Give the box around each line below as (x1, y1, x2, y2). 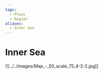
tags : (5, 7, 16, 12)
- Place (9, 12, 26, 17)
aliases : (5, 21, 23, 26)
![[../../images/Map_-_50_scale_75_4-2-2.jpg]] (5, 63, 99, 69)
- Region (9, 16, 28, 21)
